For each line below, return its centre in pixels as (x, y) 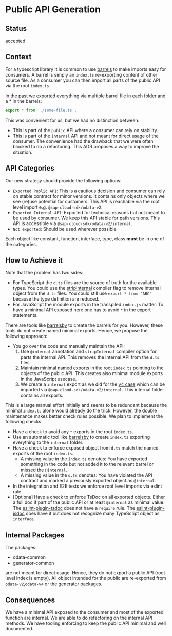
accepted (15, 41)
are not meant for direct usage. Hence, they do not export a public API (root (85, 573)
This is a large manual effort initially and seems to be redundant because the (86, 405)
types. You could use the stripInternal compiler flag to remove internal (87, 288)
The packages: (21, 548)
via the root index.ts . (28, 85)
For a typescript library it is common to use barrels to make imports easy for (86, 69)
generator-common (33, 563)
